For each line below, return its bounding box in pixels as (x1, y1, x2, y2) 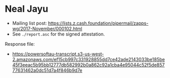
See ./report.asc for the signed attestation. (12, 31, 105, 37)
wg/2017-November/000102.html (12, 25, 82, 31)
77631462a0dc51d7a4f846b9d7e (12, 67, 82, 73)
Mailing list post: (12, 20, 47, 26)
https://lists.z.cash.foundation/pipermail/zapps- (48, 20, 149, 26)
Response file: (5, 41, 35, 47)
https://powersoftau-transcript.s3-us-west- (12, 51, 104, 57)
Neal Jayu (5, 3, 49, 15)
